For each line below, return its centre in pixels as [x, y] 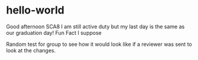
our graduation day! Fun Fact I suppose [54, 32]
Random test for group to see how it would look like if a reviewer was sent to [99, 44]
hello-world [35, 10]
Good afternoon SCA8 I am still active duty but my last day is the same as [95, 26]
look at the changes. [31, 50]
